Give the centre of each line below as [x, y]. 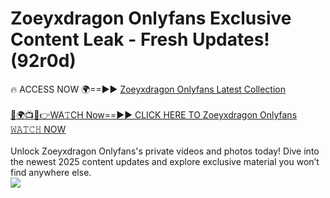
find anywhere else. [51, 172]
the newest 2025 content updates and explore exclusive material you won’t [165, 161]
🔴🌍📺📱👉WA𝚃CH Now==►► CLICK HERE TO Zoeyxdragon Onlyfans [154, 114]
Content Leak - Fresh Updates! [140, 39]
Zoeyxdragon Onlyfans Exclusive [151, 18]
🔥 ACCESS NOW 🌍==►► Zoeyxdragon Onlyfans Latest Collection [148, 89]
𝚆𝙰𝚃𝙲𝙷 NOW [38, 129]
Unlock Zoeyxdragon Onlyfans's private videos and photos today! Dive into [165, 151]
